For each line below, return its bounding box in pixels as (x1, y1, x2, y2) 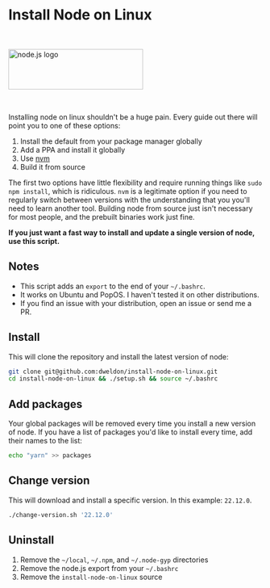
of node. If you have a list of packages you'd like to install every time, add (8, 427, 253, 437)
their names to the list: (8, 436, 83, 446)
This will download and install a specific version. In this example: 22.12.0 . (8, 495, 252, 505)
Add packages (8, 397, 83, 411)
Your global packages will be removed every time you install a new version (8, 418, 256, 429)
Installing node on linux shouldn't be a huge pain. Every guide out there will (8, 111, 258, 122)
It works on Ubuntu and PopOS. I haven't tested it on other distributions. (19, 289, 260, 300)
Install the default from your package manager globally (19, 136, 203, 146)
